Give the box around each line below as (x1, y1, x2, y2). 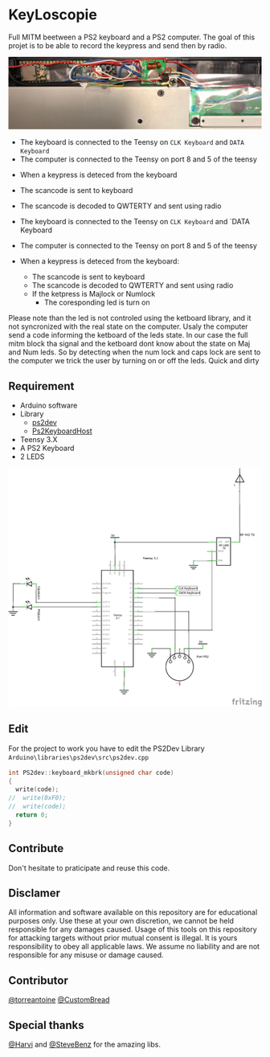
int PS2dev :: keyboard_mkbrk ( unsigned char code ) (8, 768, 174, 776)
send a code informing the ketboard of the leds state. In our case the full (8, 330, 248, 340)
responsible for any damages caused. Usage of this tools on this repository (8, 924, 257, 934)
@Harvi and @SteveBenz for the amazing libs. (8, 1039, 162, 1050)
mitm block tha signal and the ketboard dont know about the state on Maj (8, 339, 251, 349)
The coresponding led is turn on (43, 297, 150, 307)
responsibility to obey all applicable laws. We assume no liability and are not (8, 942, 260, 952)
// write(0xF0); (8, 794, 67, 802)
